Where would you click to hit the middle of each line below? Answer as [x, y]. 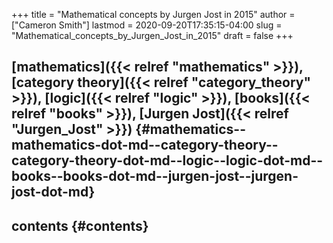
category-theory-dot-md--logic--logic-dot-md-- [167, 160]
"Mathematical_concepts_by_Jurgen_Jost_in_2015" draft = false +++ [152, 35]
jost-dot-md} [53, 192]
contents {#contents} [80, 225]
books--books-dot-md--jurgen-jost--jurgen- [155, 176]
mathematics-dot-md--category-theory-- [145, 145]
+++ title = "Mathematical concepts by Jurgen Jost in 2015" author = [153, 14]
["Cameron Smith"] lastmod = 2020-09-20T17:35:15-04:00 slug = [147, 25]
